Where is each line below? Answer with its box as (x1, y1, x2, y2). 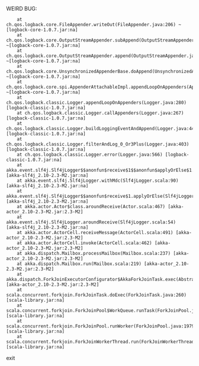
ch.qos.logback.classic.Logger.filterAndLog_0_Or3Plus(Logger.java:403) (6, 141, 190, 147)
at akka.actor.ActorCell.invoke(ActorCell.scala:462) (17, 240, 152, 246)
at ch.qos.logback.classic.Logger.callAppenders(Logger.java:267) (17, 110, 184, 116)
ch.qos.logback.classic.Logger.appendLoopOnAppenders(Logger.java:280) (6, 100, 187, 106)
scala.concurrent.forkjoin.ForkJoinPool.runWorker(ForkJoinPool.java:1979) (6, 323, 197, 329)
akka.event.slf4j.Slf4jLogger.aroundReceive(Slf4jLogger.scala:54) (6, 219, 176, 225)
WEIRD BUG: (6, 5, 37, 12)
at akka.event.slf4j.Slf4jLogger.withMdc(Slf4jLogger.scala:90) (17, 178, 179, 184)
